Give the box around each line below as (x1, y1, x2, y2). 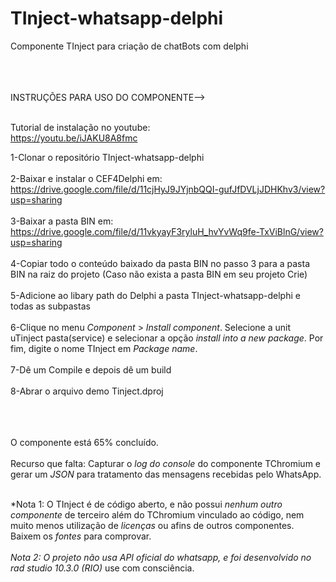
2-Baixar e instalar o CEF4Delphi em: (10, 172, 163, 184)
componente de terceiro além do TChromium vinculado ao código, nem (10, 508, 305, 521)
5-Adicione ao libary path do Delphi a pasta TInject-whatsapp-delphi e (10, 289, 301, 301)
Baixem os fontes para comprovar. (10, 530, 152, 542)
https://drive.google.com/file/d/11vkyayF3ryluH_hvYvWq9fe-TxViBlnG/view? (10, 225, 324, 237)
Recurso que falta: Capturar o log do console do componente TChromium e (10, 457, 322, 469)
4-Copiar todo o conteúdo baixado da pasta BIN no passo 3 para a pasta (10, 257, 310, 269)
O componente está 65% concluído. (10, 436, 159, 448)
